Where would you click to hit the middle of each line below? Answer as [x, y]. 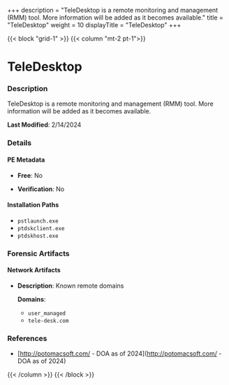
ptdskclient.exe [41, 228]
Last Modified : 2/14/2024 [44, 125]
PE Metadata [26, 160]
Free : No [30, 175]
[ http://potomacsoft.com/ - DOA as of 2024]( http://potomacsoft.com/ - [119, 353]
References [27, 338]
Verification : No [41, 189]
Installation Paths [33, 205]
